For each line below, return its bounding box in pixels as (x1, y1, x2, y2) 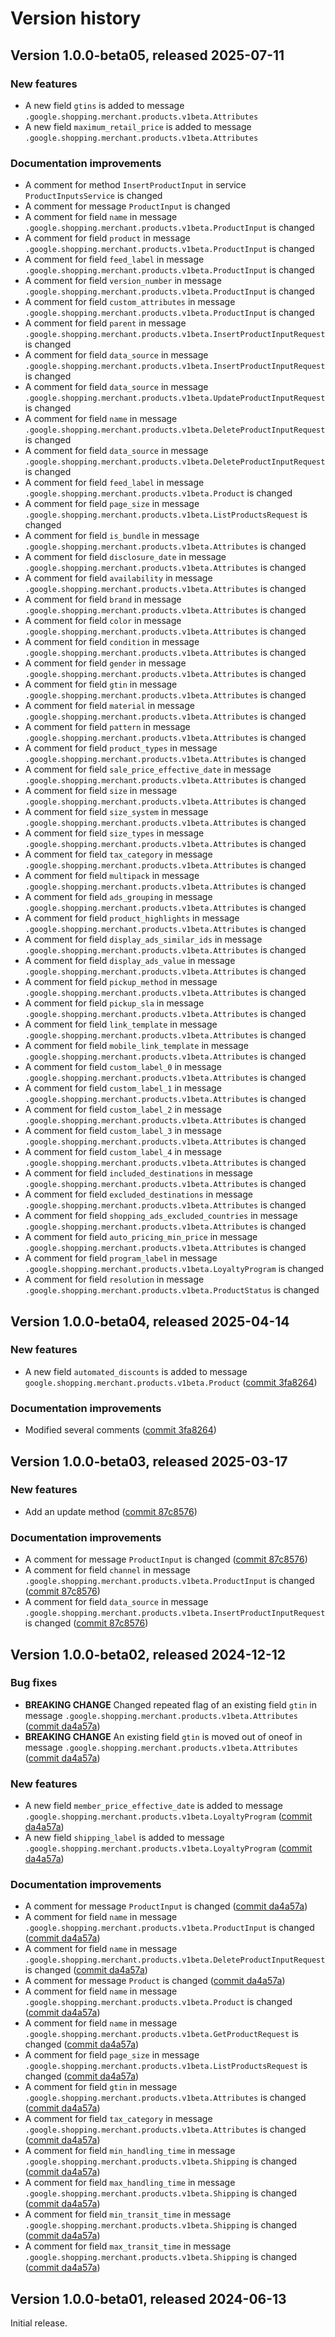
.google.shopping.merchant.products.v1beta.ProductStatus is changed (24, 1284, 320, 1296)
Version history (10, 7, 142, 30)
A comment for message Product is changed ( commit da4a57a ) (24, 1975, 286, 1987)
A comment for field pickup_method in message (24, 976, 218, 988)
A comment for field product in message (24, 232, 191, 244)
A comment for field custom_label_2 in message (24, 1103, 222, 1116)
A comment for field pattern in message (24, 721, 191, 733)
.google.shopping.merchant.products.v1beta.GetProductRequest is (24, 2028, 299, 2040)
